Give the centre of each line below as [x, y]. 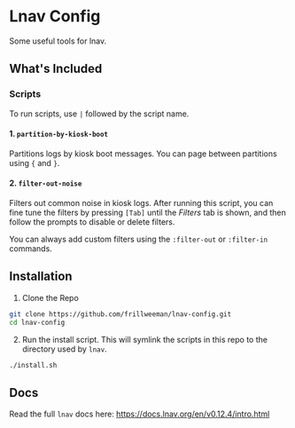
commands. [31, 249]
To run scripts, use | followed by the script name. [99, 114]
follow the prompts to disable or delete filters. [92, 222]
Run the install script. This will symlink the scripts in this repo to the [145, 339]
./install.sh [33, 365]
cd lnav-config [37, 322]
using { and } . [35, 162]
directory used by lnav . [65, 349]
